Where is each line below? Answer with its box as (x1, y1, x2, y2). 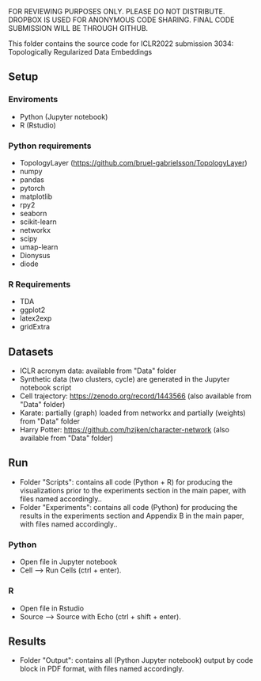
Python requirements (8, 140, 92, 151)
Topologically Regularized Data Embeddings (8, 48, 153, 56)
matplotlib (19, 192, 53, 201)
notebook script (19, 383, 72, 393)
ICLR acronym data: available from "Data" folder (19, 366, 176, 375)
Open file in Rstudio (19, 603, 85, 613)
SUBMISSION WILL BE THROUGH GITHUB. (8, 24, 149, 32)
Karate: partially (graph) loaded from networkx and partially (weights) (19, 408, 247, 418)
